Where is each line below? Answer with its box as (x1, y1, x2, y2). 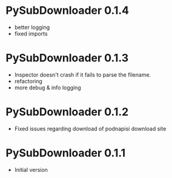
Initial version (14, 166, 48, 173)
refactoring (14, 77, 43, 84)
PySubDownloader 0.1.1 (5, 146, 126, 160)
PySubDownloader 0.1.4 (5, 4, 130, 17)
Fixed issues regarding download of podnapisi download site (14, 125, 167, 132)
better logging (14, 24, 50, 31)
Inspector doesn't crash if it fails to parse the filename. (14, 71, 151, 78)
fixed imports (14, 30, 48, 37)
